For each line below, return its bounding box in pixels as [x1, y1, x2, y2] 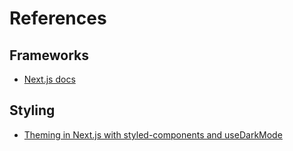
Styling [9, 102, 56, 119]
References [9, 7, 107, 30]
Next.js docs [23, 73, 76, 85]
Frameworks [9, 47, 90, 64]
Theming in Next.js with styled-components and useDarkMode [23, 128, 283, 141]
